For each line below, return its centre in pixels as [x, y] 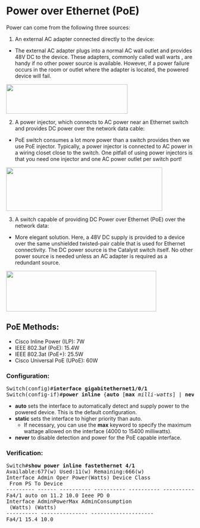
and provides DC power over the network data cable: [80, 128]
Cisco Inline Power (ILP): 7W [50, 341]
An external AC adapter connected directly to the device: [85, 39]
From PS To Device [36, 484]
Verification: [25, 453]
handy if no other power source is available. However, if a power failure [102, 63]
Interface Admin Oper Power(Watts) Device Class [78, 478]
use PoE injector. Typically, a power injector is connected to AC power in [104, 146]
